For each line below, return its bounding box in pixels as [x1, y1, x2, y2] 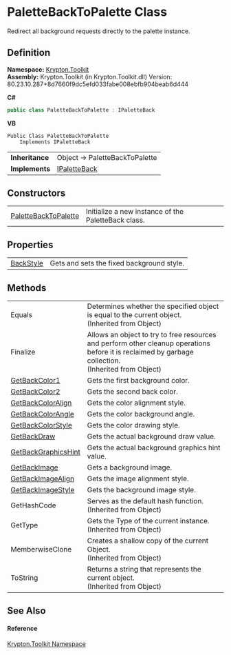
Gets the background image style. [87, 485, 196, 495]
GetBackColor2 [10, 387, 60, 396]
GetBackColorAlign [10, 398, 72, 407]
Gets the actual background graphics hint [87, 443, 221, 452]
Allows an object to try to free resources [87, 330, 217, 340]
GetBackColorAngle [10, 410, 74, 419]
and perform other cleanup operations [87, 339, 211, 348]
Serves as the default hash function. [87, 496, 204, 506]
